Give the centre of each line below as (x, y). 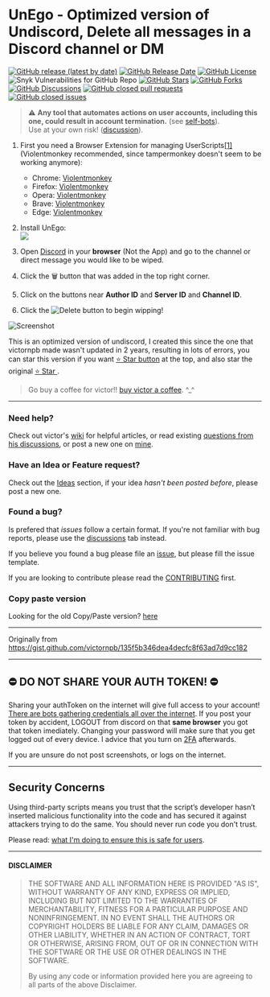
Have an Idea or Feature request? (74, 465)
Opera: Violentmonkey (69, 195)
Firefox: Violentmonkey (70, 186)
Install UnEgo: (43, 228)
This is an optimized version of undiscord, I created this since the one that (131, 341)
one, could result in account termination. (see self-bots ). (124, 121)
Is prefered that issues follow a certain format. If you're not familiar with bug (134, 529)
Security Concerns (57, 787)
